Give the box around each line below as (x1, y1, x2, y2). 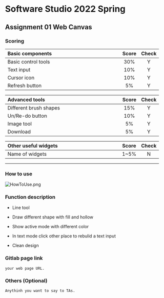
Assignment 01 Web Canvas (5, 23, 92, 31)
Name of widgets (7, 150, 47, 157)
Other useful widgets (7, 142, 58, 149)
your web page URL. (5, 266, 45, 271)
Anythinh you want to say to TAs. (5, 288, 76, 294)
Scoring (5, 38, 24, 44)
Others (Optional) (5, 277, 48, 284)
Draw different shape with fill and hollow (12, 214, 94, 220)
